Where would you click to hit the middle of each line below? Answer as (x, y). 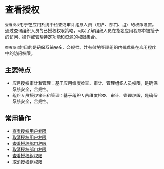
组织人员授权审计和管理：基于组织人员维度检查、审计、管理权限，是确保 (85, 95)
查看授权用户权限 (29, 131)
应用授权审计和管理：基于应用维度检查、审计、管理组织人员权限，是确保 (85, 83)
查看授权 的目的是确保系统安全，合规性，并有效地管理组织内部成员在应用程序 (81, 47)
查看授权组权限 (27, 155)
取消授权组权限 (27, 162)
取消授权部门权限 (29, 149)
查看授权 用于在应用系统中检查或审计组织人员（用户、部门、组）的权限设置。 (81, 24)
